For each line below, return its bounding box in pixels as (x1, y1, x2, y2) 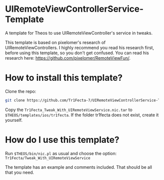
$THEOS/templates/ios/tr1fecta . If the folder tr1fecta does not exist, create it (5, 112, 159, 118)
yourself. (5, 117, 23, 123)
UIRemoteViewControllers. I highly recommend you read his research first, (5, 45, 154, 50)
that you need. (5, 169, 34, 175)
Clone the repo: (5, 88, 37, 94)
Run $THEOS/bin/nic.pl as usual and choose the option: (5, 150, 117, 156)
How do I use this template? (5, 134, 120, 145)
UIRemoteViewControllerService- (5, 3, 144, 15)
